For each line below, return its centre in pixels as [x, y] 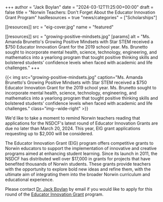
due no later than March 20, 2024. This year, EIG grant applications [73, 128]
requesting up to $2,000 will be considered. [49, 134]
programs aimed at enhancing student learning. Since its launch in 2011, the [81, 153]
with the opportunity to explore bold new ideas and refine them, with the [78, 169]
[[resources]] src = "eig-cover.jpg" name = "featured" [59, 27]
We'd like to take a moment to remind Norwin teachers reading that [73, 118]
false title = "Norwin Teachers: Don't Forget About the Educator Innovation [80, 12]
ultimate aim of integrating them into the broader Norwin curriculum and [78, 174]
